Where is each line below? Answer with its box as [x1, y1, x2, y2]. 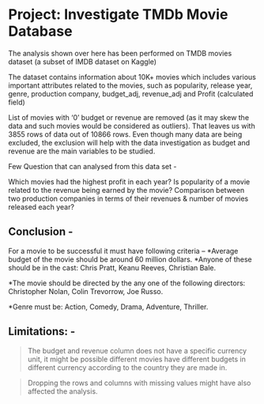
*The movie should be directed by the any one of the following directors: [8, 278, 246, 288]
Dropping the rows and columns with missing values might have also [27, 378, 251, 387]
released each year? [8, 202, 75, 211]
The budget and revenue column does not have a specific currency [27, 345, 247, 355]
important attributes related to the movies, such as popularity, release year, [8, 81, 253, 90]
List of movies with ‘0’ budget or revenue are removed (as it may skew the [8, 112, 250, 122]
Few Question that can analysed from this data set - [8, 161, 177, 171]
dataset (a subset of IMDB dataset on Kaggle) [8, 57, 157, 66]
